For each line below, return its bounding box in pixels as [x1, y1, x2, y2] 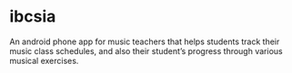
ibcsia [9, 6, 56, 27]
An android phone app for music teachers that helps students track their [9, 36, 280, 47]
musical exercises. [9, 55, 79, 66]
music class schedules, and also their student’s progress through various [9, 45, 284, 56]
